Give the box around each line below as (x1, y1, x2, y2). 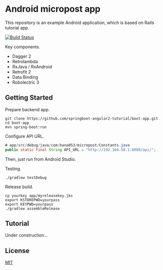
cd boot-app (5, 120, 29, 125)
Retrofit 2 (12, 69, 31, 74)
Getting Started (5, 94, 53, 102)
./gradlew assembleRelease (5, 206, 60, 211)
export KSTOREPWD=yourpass (5, 197, 60, 202)
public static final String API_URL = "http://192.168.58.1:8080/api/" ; (5, 147, 156, 152)
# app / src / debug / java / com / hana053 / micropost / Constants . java (5, 143, 130, 147)
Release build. (5, 184, 34, 190)
